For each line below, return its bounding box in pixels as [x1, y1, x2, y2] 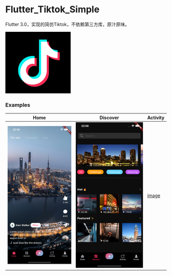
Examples [5, 101, 31, 108]
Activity [147, 114, 165, 121]
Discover [99, 114, 119, 121]
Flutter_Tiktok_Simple [5, 4, 100, 15]
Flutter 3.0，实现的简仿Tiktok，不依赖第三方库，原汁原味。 [5, 21, 130, 27]
